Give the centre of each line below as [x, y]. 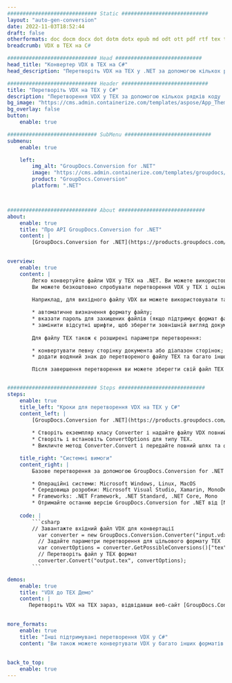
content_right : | [45, 465]
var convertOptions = [69, 548]
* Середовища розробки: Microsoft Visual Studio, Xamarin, [119, 490]
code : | [30, 516]
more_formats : [28, 624]
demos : [17, 579]
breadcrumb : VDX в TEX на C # [49, 46]
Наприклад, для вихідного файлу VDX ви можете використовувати [125, 300]
